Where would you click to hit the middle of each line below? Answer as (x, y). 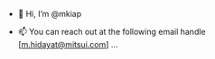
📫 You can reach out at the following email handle (112, 32)
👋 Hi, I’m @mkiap (50, 14)
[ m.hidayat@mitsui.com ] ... (68, 44)
